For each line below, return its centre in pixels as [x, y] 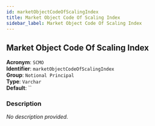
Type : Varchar [24, 82]
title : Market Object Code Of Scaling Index [63, 18]
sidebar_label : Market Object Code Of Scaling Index [74, 23]
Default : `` [19, 88]
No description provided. [37, 117]
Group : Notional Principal [40, 75]
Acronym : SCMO [25, 62]
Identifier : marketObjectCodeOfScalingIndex [61, 69]
